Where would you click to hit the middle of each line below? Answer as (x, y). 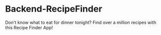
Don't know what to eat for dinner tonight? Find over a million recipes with (81, 22)
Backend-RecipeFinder (54, 9)
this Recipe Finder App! (29, 27)
